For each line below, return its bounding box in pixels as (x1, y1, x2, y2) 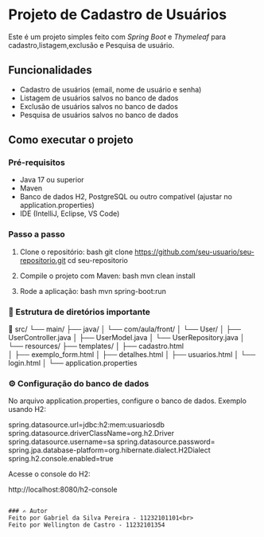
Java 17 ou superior (19, 175, 85, 185)
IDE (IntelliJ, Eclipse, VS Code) (19, 209, 120, 218)
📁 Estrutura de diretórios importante (8, 306, 151, 317)
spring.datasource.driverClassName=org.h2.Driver (8, 429, 175, 438)
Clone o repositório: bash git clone (19, 247, 134, 257)
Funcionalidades (8, 64, 93, 77)
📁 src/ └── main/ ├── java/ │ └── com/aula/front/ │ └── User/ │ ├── (8, 324, 241, 334)
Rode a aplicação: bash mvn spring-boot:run (19, 286, 167, 296)
